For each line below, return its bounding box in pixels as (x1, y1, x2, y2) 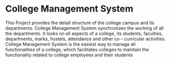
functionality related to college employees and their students (5, 51, 133, 58)
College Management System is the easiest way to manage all (5, 41, 136, 47)
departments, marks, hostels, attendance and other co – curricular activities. (5, 36, 166, 42)
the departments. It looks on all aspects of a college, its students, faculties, (5, 30, 163, 36)
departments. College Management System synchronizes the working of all (5, 25, 164, 31)
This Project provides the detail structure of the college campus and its (5, 20, 155, 26)
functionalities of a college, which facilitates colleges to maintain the (5, 46, 149, 52)
